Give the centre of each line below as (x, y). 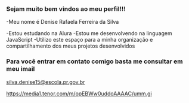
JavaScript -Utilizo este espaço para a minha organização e (80, 40)
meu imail (21, 69)
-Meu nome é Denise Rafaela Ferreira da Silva (63, 22)
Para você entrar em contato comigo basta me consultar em (94, 61)
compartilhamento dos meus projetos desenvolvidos (71, 46)
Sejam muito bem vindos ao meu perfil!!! (66, 9)
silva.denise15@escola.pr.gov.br (46, 82)
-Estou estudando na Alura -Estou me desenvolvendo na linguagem (89, 33)
